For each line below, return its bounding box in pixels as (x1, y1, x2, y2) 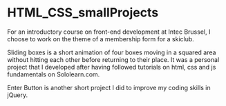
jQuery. (7, 91, 28, 99)
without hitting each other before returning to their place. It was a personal (7, 55, 220, 63)
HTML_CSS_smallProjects (7, 5, 159, 21)
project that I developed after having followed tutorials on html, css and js (7, 63, 216, 71)
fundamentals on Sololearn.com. (7, 70, 100, 78)
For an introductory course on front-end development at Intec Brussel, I (7, 28, 211, 36)
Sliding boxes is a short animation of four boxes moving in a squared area (7, 48, 216, 56)
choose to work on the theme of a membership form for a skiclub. (7, 34, 195, 43)
